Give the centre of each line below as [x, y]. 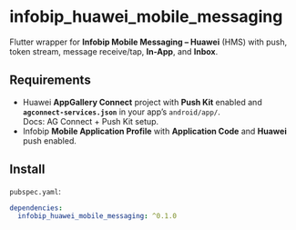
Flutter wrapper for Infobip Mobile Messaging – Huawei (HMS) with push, [148, 42]
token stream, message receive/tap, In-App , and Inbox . [114, 51]
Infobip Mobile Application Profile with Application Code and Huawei [154, 131]
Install [27, 170]
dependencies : [36, 208]
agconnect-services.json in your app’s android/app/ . [121, 112]
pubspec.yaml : [35, 191]
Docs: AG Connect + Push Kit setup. [91, 121]
